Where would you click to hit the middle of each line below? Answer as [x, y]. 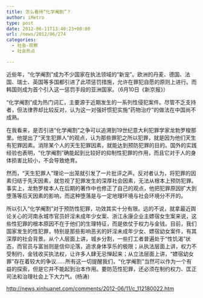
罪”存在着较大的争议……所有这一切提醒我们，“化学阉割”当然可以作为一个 [96, 261]
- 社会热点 [24, 51]
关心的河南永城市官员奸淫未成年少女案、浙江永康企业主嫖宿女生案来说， [101, 216]
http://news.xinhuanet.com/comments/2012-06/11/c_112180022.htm [90, 288]
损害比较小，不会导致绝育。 [46, 160]
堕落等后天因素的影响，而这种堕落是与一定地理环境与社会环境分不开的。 [96, 195]
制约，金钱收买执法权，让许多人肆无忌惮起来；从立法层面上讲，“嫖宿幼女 [103, 253]
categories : [21, 40]
